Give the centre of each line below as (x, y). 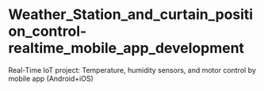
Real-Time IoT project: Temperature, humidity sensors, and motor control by (132, 70)
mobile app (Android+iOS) (51, 78)
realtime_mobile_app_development (126, 48)
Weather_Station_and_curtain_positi (131, 15)
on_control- (48, 31)
